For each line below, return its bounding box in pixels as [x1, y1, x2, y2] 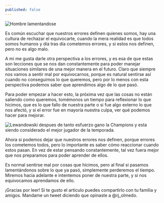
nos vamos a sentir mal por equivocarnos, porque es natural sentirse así [5, 71, 151, 77]
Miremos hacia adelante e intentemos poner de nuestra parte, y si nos [5, 172, 147, 178]
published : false [5, 7, 41, 12]
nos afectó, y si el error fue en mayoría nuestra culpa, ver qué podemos [5, 107, 150, 113]
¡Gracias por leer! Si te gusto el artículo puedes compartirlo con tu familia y [5, 187, 157, 193]
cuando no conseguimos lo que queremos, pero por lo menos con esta [5, 76, 149, 82]
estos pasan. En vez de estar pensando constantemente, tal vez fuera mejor [5, 147, 159, 153]
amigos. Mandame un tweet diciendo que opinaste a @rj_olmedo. [5, 192, 137, 198]
